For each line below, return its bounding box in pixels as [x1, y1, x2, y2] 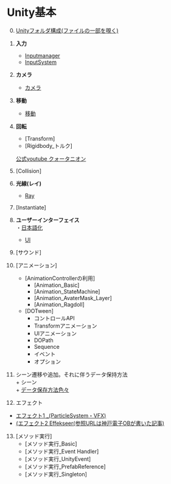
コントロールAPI [33, 314, 75, 321]
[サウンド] [15, 248, 42, 256]
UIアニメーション [33, 329, 77, 337]
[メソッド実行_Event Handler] [24, 447, 99, 455]
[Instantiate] [15, 203, 46, 211]
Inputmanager [24, 52, 60, 59]
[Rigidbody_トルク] [24, 142, 72, 149]
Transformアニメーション [33, 322, 97, 329]
